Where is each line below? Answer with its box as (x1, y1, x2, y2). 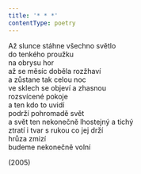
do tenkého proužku (8, 49, 74, 59)
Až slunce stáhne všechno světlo (8, 41, 116, 50)
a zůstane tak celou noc (8, 75, 87, 84)
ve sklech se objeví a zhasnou (8, 83, 107, 92)
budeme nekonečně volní (8, 142, 91, 152)
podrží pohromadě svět (8, 108, 85, 118)
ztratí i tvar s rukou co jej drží (8, 125, 104, 135)
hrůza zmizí (8, 133, 46, 143)
